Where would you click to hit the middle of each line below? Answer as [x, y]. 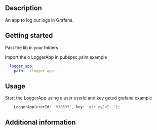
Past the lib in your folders [32, 47]
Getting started [29, 36]
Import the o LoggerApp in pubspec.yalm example [56, 57]
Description [23, 8]
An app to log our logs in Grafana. [39, 20]
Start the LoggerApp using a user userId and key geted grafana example [78, 98]
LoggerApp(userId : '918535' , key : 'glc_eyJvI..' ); [67, 107]
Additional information [40, 122]
